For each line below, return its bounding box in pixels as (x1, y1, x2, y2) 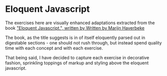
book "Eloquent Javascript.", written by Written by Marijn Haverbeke (5, 25, 145, 31)
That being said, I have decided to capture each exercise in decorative (5, 54, 150, 60)
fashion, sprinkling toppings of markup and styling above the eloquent (5, 60, 149, 66)
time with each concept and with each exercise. (5, 45, 103, 51)
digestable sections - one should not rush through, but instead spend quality (5, 39, 162, 45)
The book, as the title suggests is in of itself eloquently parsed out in (5, 35, 146, 40)
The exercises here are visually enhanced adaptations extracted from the (5, 20, 155, 26)
